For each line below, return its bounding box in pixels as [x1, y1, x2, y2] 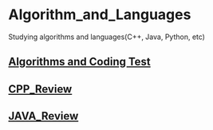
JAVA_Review [8, 109, 79, 123]
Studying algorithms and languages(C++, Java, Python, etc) [8, 32, 206, 41]
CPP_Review [8, 82, 73, 96]
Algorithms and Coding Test [8, 55, 152, 69]
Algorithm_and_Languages [8, 6, 191, 24]
